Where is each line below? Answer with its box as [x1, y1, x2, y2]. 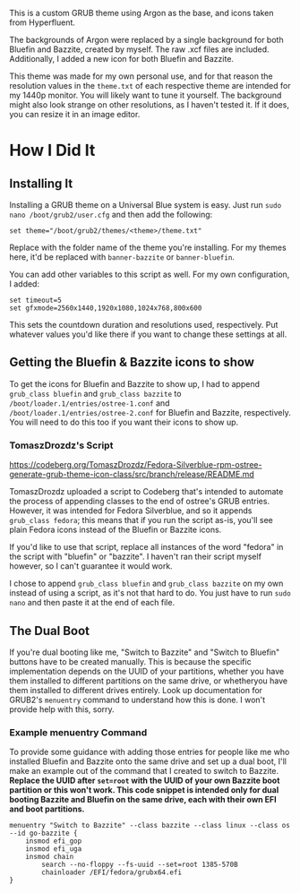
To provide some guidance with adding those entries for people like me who [9, 747, 290, 758]
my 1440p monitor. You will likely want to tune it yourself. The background [9, 90, 282, 100]
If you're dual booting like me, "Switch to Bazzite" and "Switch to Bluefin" [9, 647, 280, 657]
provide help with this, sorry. [9, 703, 115, 715]
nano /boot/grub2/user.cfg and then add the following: [9, 210, 213, 219]
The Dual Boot [9, 623, 90, 639]
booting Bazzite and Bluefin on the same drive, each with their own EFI [9, 794, 278, 805]
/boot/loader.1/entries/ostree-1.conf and [9, 398, 170, 408]
